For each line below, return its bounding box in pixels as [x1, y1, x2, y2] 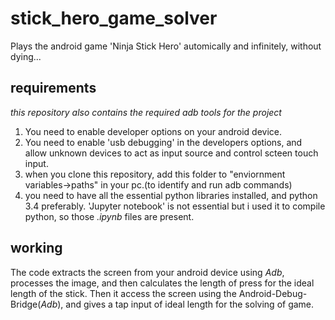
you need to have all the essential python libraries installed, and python [24, 189, 318, 201]
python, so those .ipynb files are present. [24, 210, 195, 222]
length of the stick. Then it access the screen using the [10, 287, 237, 299]
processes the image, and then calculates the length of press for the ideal [10, 277, 315, 289]
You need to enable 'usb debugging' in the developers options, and [24, 136, 303, 148]
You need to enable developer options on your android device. [24, 125, 282, 137]
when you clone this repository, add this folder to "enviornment [24, 168, 286, 180]
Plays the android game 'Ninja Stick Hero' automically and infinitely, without [10, 40, 322, 52]
